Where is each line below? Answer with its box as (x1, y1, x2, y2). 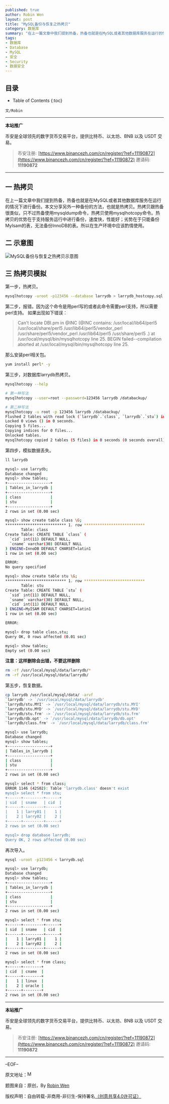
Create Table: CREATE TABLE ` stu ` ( (5, 588, 82, 593)
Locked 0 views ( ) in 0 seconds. (5, 419, 75, 424)
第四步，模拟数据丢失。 (5, 447, 54, 453)
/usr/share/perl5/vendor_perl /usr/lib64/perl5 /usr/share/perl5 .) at (17, 330, 155, 337)
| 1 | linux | (5, 978, 44, 983)
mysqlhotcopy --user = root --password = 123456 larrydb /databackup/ (5, 395, 147, 401)
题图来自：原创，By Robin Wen (5, 1082, 69, 1089)
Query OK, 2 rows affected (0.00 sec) (5, 837, 87, 842)
